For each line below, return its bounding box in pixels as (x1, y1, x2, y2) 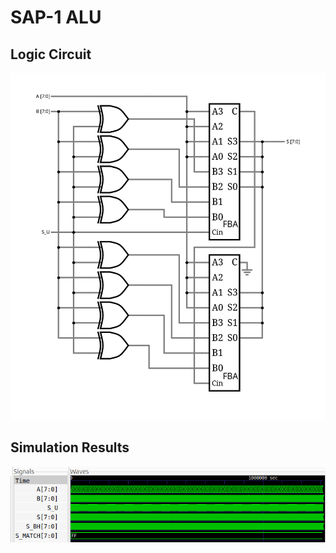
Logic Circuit (10, 46, 92, 63)
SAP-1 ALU (10, 6, 102, 29)
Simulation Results (10, 439, 130, 456)
